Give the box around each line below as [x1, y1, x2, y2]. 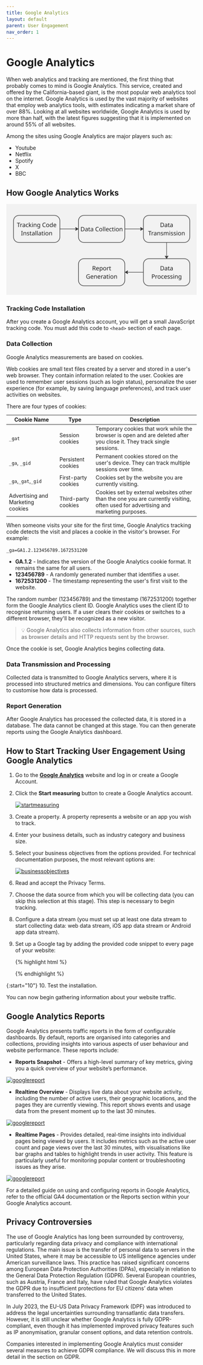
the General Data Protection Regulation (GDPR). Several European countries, [6, 1272, 196, 1279]
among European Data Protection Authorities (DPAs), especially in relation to [6, 1265, 196, 1272]
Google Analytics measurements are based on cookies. [6, 353, 144, 360]
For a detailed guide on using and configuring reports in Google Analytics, [6, 1187, 190, 1194]
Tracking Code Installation [6, 305, 86, 313]
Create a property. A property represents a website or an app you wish [14, 813, 192, 821]
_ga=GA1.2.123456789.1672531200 [6, 547, 88, 554]
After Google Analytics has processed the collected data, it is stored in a [6, 715, 186, 723]
